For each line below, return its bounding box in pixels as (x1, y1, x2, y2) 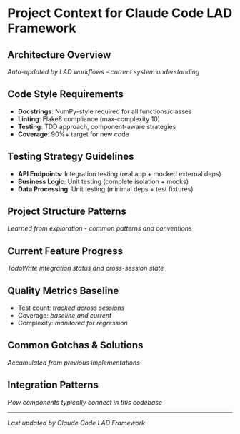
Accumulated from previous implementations (7, 358, 141, 367)
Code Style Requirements (7, 88, 124, 101)
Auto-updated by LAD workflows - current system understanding (7, 68, 200, 76)
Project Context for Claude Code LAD (7, 5, 233, 21)
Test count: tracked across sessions (17, 303, 125, 312)
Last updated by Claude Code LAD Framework (7, 418, 145, 427)
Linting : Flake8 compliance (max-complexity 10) (17, 114, 161, 123)
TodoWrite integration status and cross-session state (7, 264, 164, 273)
